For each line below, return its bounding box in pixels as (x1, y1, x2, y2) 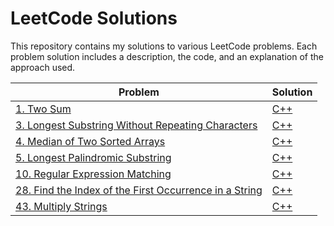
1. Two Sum (15, 102, 72, 116)
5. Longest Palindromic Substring (15, 150, 172, 164)
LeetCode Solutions (10, 7, 178, 30)
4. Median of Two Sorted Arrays (15, 134, 166, 148)
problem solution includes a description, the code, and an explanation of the (10, 50, 324, 62)
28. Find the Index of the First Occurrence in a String (15, 183, 263, 197)
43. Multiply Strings (15, 199, 108, 213)
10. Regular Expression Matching (15, 167, 172, 181)
